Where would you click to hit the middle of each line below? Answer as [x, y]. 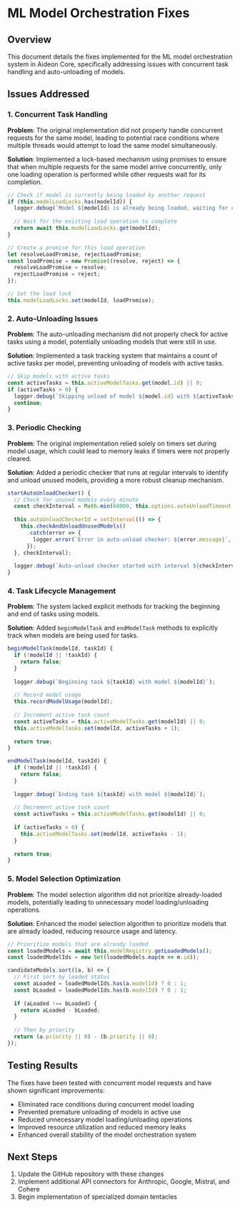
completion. [25, 182]
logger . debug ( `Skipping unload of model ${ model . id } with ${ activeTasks [124, 396]
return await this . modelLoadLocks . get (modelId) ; [87, 228]
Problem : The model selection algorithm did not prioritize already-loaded [115, 895]
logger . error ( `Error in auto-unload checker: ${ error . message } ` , [132, 539]
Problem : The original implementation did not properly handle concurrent [115, 130]
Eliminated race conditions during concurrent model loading [106, 1104]
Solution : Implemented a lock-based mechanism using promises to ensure [117, 159]
